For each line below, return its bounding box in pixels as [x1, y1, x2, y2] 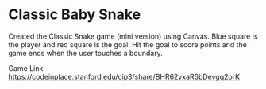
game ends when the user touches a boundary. [8, 48, 163, 57]
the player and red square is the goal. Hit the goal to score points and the [8, 39, 248, 49]
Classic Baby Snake [8, 6, 141, 24]
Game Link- [8, 63, 46, 72]
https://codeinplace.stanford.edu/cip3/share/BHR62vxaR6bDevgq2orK [8, 72, 241, 81]
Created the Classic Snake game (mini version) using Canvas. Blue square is [8, 32, 258, 41]
